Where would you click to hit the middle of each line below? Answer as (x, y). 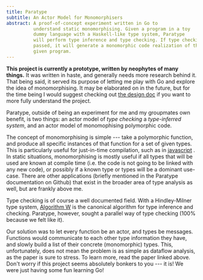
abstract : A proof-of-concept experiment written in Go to (82, 23)
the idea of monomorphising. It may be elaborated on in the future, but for (98, 88)
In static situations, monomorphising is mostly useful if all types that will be (100, 156)
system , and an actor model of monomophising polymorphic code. (89, 125)
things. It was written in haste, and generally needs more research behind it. (101, 75)
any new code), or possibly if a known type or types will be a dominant (94, 169)
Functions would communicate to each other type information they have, (97, 238)
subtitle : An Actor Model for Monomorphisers (64, 18)
